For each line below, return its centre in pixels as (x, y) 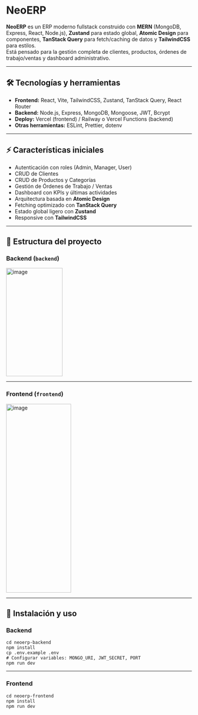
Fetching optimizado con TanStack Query (65, 205)
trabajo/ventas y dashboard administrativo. (58, 58)
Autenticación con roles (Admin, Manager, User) (73, 167)
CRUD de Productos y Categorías (55, 180)
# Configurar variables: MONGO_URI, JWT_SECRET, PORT (74, 658)
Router (23, 106)
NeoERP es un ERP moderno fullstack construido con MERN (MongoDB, (94, 27)
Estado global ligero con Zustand (55, 211)
